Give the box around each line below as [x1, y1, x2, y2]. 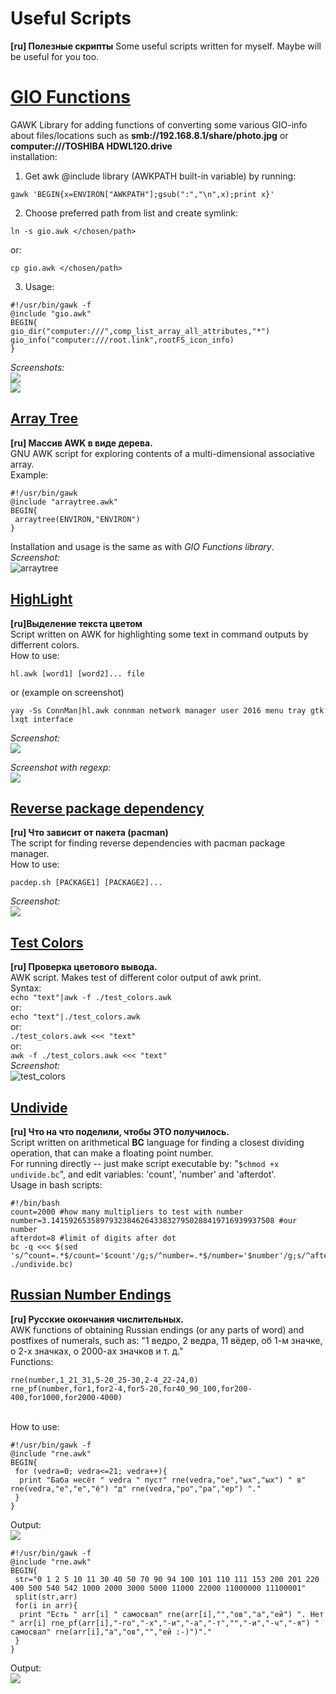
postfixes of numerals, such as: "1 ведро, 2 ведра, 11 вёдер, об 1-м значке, [10, 1334, 323, 1346]
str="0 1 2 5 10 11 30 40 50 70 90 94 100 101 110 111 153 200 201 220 [14, 1574, 320, 1584]
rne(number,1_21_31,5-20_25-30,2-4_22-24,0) [10, 1375, 199, 1385]
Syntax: [10, 982, 42, 994]
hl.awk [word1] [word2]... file [10, 668, 145, 679]
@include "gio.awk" [10, 308, 92, 319]
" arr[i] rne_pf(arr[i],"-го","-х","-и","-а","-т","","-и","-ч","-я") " [10, 1618, 320, 1628]
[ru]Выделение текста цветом [10, 617, 143, 629]
